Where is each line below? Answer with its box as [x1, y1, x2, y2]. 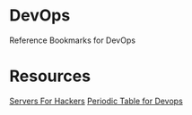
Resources [9, 66, 92, 86]
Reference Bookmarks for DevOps [9, 35, 136, 45]
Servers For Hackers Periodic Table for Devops [9, 95, 184, 106]
